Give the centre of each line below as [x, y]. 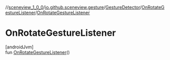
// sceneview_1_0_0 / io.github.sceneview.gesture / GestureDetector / [74, 7]
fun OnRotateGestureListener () [38, 52]
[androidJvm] [20, 47]
